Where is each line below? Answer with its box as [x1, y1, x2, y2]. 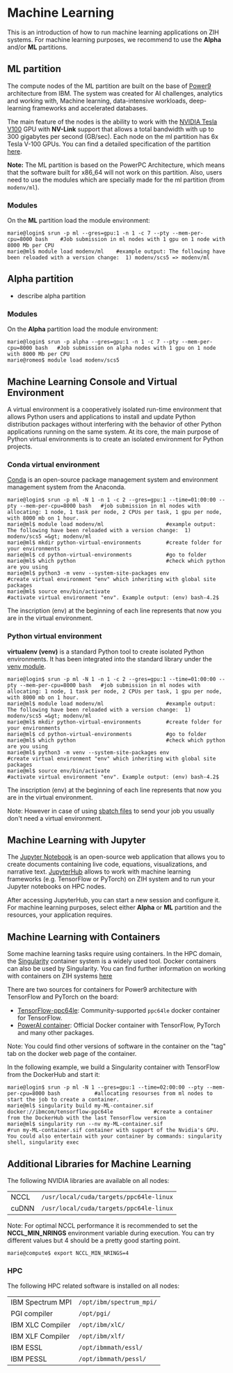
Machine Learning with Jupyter [7, 834, 146, 846]
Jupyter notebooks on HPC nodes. [7, 882, 106, 891]
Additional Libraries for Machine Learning [7, 1158, 191, 1170]
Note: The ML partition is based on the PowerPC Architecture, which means [7, 161, 225, 169]
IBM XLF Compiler [10, 1332, 70, 1342]
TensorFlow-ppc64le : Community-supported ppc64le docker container [17, 1006, 220, 1015]
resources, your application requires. [7, 911, 113, 919]
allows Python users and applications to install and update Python [7, 412, 196, 420]
